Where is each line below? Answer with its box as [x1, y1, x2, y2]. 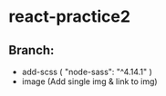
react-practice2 [8, 6, 131, 27]
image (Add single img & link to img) [21, 76, 158, 87]
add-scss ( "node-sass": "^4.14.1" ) [21, 66, 152, 77]
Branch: [8, 43, 55, 58]
